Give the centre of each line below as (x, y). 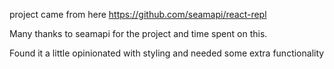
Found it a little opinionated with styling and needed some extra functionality (167, 53)
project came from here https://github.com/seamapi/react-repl (138, 14)
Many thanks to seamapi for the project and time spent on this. (138, 33)
